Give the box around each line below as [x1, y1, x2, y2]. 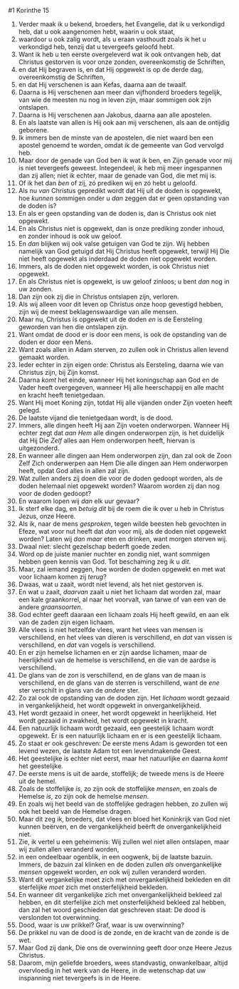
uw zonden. [18, 285, 53, 293]
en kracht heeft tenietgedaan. [18, 391, 105, 399]
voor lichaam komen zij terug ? [18, 573, 107, 581]
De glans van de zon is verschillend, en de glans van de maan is [18, 671, 206, 679]
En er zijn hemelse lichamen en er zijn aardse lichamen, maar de [18, 648, 207, 656]
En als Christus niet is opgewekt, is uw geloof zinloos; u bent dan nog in [18, 277, 230, 286]
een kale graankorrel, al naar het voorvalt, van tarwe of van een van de [18, 595, 226, 604]
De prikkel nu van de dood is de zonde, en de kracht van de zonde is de [18, 928, 230, 936]
